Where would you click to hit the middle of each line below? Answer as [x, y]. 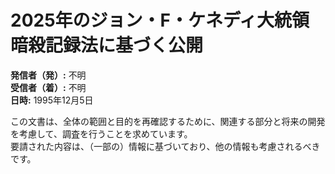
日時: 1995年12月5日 [52, 100]
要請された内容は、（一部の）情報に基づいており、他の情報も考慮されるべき [165, 146]
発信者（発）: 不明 [48, 75]
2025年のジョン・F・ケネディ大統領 [160, 20]
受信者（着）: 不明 [48, 87]
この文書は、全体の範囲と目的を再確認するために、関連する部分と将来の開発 [168, 121]
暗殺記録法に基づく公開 [107, 45]
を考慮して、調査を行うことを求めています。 [101, 133]
